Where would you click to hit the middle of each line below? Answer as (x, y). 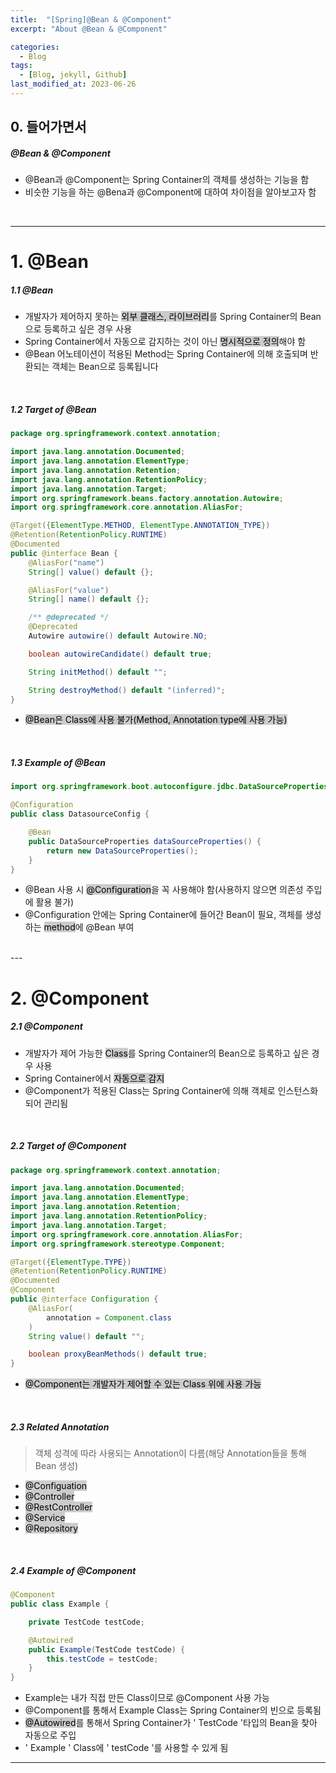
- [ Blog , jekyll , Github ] (73, 75)
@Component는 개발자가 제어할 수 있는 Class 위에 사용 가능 (143, 1384)
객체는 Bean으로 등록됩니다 (105, 367)
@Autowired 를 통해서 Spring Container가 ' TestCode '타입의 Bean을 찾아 (171, 1723)
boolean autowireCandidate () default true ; (120, 654)
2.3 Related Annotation (60, 1427)
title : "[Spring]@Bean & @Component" (91, 19)
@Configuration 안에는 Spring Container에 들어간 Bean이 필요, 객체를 (163, 915)
